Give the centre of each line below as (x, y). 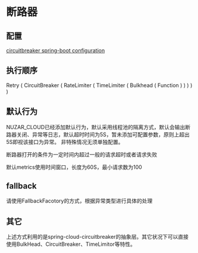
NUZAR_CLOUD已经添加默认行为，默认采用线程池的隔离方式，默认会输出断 (98, 127)
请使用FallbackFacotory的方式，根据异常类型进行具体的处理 (79, 201)
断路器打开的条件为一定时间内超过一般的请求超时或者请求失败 (82, 154)
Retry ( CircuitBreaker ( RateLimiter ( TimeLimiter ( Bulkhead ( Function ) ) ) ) (99, 85)
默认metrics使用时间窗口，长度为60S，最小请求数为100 (74, 167)
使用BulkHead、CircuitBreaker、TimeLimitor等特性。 (71, 244)
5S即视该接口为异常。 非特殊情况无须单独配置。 (65, 142)
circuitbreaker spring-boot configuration (56, 50)
